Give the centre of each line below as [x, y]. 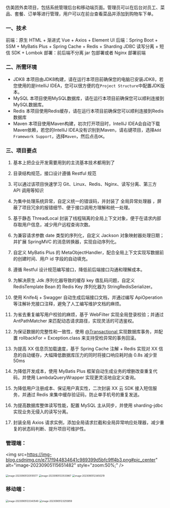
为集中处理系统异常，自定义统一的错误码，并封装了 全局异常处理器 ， [85, 201]
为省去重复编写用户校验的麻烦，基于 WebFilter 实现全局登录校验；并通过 [88, 314]
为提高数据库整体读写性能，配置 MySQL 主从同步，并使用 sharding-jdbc [88, 405]
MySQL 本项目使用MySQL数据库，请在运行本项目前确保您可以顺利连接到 [89, 98]
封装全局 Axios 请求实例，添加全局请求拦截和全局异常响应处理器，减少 [87, 422]
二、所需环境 [21, 67]
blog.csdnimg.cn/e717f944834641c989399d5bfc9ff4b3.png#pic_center [81, 460]
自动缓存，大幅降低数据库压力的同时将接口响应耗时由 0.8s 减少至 [90, 355]
